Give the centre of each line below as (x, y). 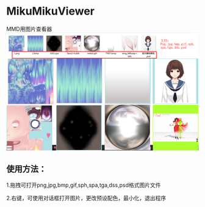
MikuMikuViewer (50, 11)
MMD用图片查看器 (29, 29)
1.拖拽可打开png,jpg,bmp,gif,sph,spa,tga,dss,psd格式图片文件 (84, 185)
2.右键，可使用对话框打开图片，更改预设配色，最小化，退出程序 (86, 198)
